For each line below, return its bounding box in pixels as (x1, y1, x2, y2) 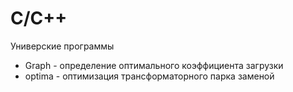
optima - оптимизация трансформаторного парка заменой (24, 70, 275, 82)
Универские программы (10, 40, 115, 52)
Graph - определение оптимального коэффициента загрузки (24, 59, 284, 71)
